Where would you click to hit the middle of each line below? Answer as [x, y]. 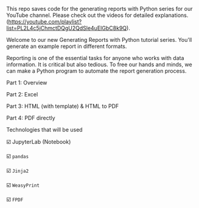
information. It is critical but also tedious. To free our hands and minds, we [100, 64]
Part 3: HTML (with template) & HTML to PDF [63, 106]
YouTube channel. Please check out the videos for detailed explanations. [97, 15]
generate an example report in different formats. [67, 46]
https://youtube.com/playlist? [45, 22]
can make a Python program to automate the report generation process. [96, 71]
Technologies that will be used [45, 129]
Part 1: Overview [27, 82]
